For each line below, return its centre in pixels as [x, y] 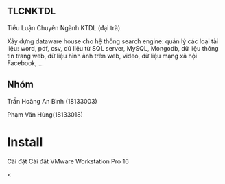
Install [25, 142]
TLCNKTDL [32, 11]
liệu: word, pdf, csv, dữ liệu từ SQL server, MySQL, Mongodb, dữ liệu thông [113, 48]
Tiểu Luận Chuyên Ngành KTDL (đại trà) [64, 27]
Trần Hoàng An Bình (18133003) [52, 101]
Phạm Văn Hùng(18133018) [45, 114]
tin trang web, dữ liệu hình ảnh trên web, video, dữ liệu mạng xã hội [102, 56]
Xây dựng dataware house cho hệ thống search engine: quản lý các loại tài [113, 41]
